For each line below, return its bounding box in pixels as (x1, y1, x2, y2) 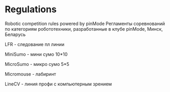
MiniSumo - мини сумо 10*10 (5, 51, 68, 57)
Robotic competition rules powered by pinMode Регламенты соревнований (5, 20, 165, 27)
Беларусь (5, 31, 26, 37)
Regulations (5, 4, 57, 15)
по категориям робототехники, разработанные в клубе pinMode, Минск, (5, 26, 163, 32)
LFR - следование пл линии (5, 41, 65, 47)
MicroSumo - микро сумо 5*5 (5, 61, 69, 67)
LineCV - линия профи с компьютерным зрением (5, 81, 112, 87)
